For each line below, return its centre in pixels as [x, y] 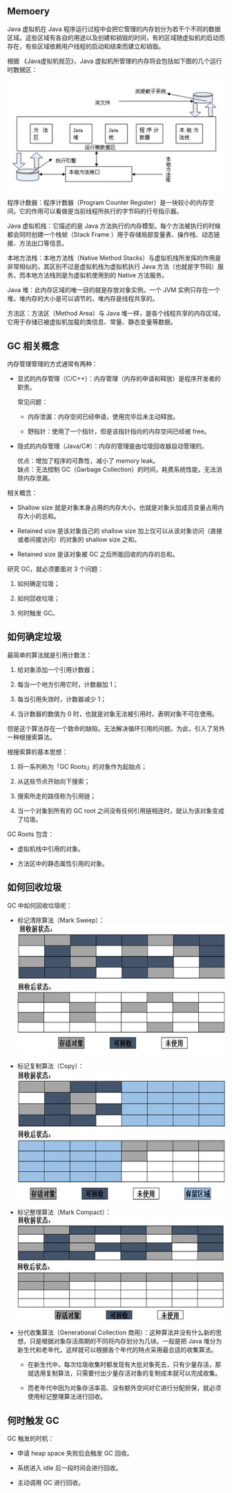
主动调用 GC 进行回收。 [51, 1483]
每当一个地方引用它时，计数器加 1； [68, 684]
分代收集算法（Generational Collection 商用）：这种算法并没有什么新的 [116, 1332]
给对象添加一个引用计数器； [57, 669]
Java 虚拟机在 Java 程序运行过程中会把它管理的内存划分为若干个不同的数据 [114, 29]
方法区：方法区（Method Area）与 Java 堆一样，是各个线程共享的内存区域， [116, 314]
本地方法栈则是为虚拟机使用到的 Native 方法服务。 [97, 275]
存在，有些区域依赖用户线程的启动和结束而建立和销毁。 [86, 46]
